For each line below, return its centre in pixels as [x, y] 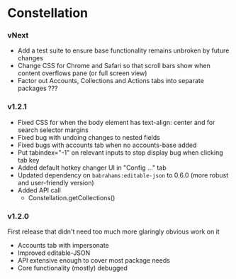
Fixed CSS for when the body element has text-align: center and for [116, 122]
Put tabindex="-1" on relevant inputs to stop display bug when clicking [120, 152]
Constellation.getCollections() [72, 197]
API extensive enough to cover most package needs [94, 261]
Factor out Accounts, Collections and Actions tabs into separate [111, 81]
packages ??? [38, 88]
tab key [28, 160]
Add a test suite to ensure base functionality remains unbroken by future [123, 50]
